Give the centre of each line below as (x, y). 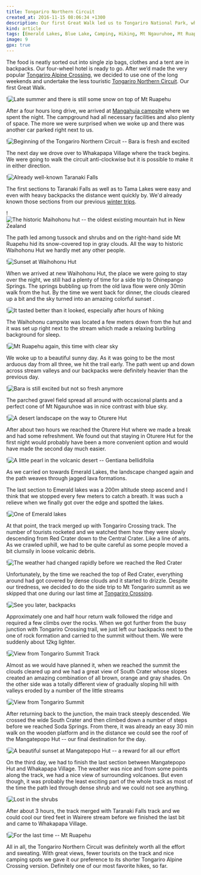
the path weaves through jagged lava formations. (67, 478)
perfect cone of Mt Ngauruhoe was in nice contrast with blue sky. (87, 406)
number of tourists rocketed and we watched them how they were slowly (96, 532)
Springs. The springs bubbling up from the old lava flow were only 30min (96, 286)
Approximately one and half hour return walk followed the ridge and (89, 616)
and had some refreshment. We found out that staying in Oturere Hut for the (100, 436)
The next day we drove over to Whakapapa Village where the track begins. (98, 153)
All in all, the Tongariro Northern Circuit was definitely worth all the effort (96, 846)
